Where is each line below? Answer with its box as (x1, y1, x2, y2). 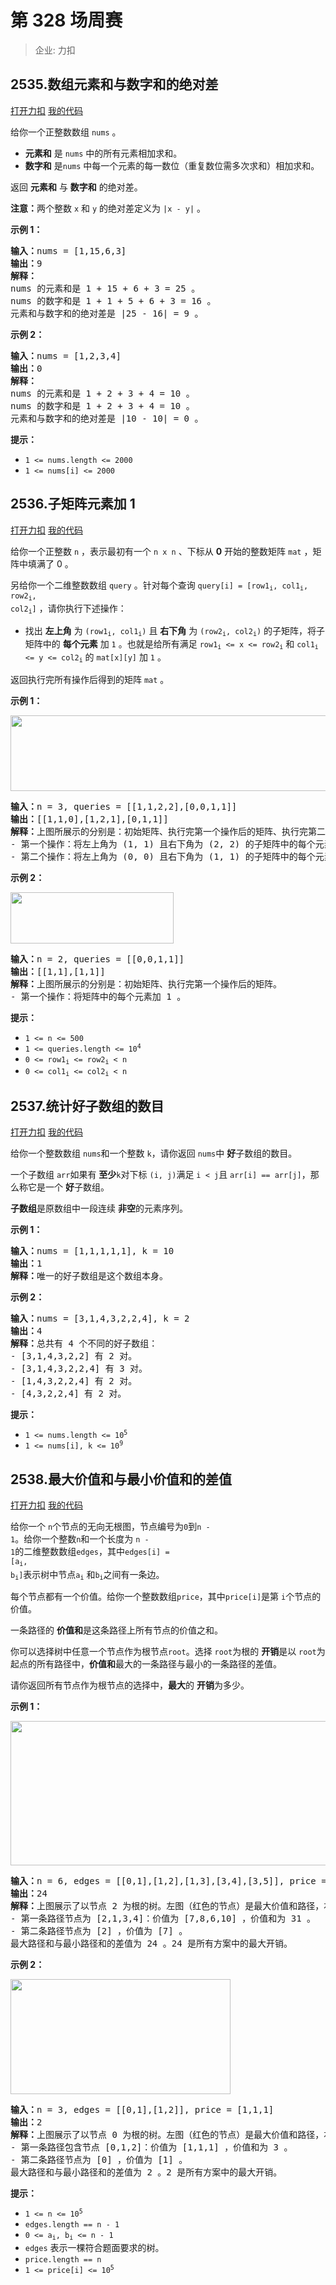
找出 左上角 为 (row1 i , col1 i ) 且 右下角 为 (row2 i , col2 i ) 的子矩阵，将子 (24, 624, 326, 638)
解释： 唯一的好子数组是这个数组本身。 (10, 1271, 168, 1282)
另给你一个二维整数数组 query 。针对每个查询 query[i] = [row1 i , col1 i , (10, 579, 309, 592)
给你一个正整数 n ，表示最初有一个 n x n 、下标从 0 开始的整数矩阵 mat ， (10, 545, 313, 557)
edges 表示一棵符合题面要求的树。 (24, 2242, 165, 2254)
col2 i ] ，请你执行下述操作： (10, 602, 127, 616)
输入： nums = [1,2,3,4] (10, 350, 122, 361)
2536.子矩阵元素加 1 (10, 496, 136, 513)
